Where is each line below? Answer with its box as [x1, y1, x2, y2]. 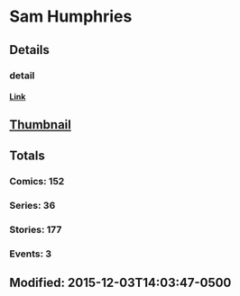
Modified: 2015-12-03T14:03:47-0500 [9, 274, 232, 290]
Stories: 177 [9, 223, 62, 236]
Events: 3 [9, 247, 52, 260]
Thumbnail [9, 117, 72, 132]
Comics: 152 [9, 175, 65, 187]
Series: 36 [9, 199, 56, 211]
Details [9, 42, 50, 58]
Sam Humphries [9, 6, 133, 27]
